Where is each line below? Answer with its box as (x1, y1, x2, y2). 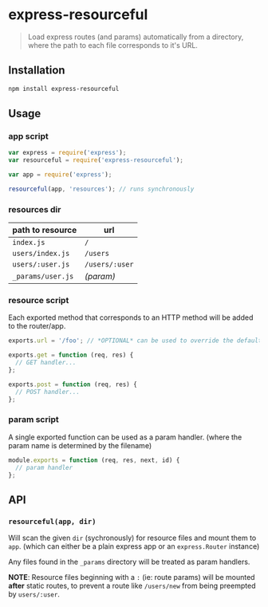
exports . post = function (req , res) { (8, 380, 137, 388)
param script (8, 414, 59, 425)
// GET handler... (15, 359, 77, 367)
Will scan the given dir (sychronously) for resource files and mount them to (8, 533, 257, 543)
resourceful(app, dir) (8, 517, 97, 526)
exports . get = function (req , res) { (8, 351, 134, 360)
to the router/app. (8, 321, 66, 331)
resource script (8, 295, 69, 306)
